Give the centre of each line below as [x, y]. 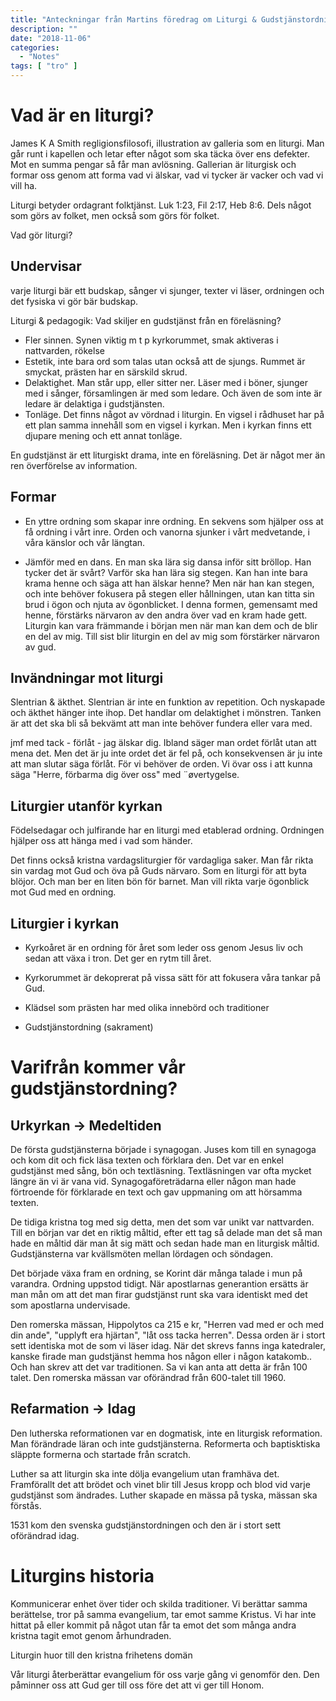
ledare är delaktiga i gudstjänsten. [94, 403]
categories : [35, 47]
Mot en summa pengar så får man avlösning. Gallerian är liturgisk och [153, 164]
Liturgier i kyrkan [65, 923]
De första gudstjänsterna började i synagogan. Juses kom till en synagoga [163, 1149]
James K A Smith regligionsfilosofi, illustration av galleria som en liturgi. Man [167, 143]
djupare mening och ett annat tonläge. [103, 435]
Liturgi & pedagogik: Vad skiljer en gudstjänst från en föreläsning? [146, 320]
